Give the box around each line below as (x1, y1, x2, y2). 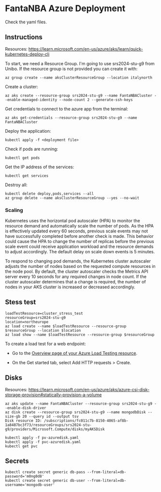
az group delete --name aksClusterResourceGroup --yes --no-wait (5, 195, 139, 200)
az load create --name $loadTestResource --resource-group (5, 324, 127, 329)
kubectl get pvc (5, 443, 38, 449)
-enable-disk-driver (5, 405, 47, 410)
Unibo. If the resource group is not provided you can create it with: (5, 66, 138, 71)
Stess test (5, 298, 36, 306)
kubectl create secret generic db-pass (5, 470, 86, 474)
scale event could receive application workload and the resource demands (5, 244, 154, 249)
